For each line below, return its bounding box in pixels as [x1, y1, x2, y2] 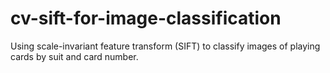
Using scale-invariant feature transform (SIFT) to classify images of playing [10, 40, 321, 52]
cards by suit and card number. [10, 50, 139, 62]
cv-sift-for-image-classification [10, 7, 282, 30]
